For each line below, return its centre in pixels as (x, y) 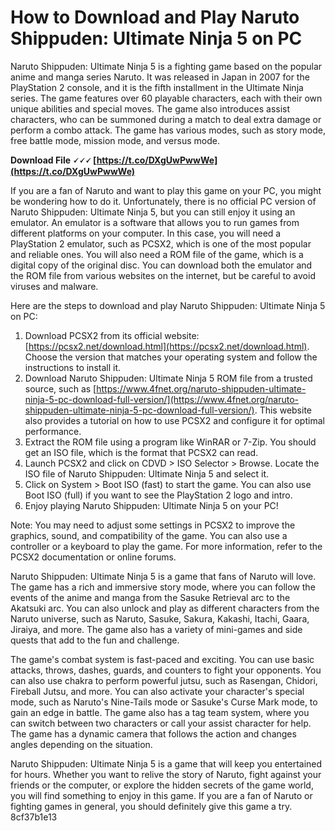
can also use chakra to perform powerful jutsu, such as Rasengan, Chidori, (164, 680)
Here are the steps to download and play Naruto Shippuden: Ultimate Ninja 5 (168, 305)
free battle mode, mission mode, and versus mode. (115, 140)
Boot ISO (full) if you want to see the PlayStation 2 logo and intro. (158, 495)
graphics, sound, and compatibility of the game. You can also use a (149, 535)
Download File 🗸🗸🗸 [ (53, 160)
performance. (53, 431)
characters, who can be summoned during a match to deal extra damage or (166, 119)
